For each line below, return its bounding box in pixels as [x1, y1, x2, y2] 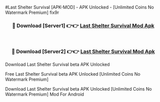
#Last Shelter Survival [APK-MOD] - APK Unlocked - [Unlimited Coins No [5, 4, 155, 10]
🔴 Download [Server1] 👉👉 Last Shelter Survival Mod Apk [12, 22, 155, 29]
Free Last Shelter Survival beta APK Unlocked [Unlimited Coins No [5, 71, 141, 77]
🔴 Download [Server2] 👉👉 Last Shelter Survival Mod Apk [11, 48, 155, 55]
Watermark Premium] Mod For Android [5, 91, 84, 97]
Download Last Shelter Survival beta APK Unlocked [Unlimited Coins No [5, 86, 152, 92]
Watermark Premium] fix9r [5, 9, 59, 15]
